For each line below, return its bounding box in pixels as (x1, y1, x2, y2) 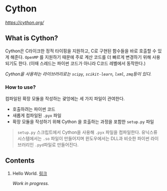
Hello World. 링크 (12, 170, 47, 176)
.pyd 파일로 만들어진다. (34, 142, 79, 148)
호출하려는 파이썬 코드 (12, 106, 56, 112)
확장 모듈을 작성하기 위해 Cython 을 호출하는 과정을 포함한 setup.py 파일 (12, 119, 155, 125)
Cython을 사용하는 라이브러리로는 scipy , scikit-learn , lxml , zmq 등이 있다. (5, 71, 152, 77)
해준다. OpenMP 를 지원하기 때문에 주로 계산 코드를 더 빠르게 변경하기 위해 (10, 54, 151, 60)
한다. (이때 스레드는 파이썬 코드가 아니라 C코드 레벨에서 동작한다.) (18, 60, 146, 66)
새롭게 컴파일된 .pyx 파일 (12, 113, 62, 119)
